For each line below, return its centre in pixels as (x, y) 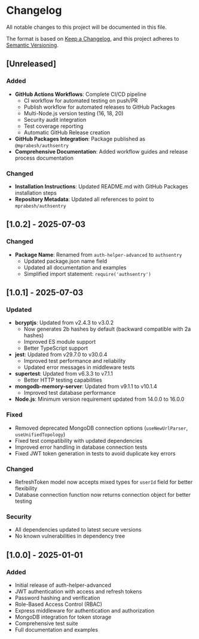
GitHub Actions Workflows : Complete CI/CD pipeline (81, 94)
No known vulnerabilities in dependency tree (70, 536)
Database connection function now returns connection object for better (103, 494)
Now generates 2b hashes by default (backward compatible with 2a (107, 329)
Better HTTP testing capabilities (63, 380)
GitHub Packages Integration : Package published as (80, 139)
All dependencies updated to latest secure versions (78, 530)
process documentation (44, 158)
